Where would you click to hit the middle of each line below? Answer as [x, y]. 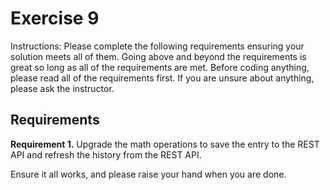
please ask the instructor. [62, 88]
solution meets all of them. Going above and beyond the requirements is [158, 56]
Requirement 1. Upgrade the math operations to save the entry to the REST [165, 144]
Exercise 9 [55, 18]
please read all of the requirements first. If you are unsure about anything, [162, 78]
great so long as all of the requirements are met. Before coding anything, [160, 67]
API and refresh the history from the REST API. [106, 154]
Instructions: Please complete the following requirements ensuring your [157, 46]
